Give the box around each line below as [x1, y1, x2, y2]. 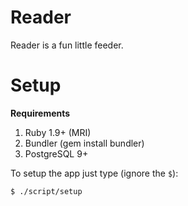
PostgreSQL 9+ [24, 147, 89, 160]
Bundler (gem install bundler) [24, 137, 145, 149]
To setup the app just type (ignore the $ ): [10, 167, 179, 179]
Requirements [10, 107, 71, 119]
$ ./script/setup [10, 186, 83, 196]
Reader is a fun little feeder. [10, 39, 124, 51]
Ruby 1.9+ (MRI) [24, 126, 92, 138]
